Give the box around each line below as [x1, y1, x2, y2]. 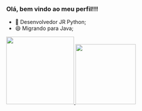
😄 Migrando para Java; [14, 25, 74, 32]
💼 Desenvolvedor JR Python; [14, 19, 86, 26]
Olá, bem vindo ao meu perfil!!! [6, 5, 99, 13]
